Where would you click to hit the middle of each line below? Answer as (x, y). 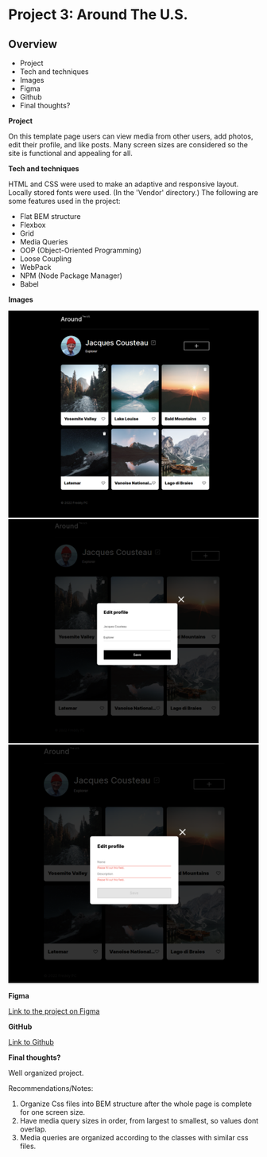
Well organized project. (46, 1073)
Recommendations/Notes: (51, 1088)
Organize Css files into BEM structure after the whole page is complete (136, 1104)
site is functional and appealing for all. (71, 153)
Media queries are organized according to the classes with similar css (134, 1137)
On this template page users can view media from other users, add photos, (131, 136)
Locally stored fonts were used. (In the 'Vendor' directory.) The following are (133, 192)
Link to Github (31, 1042)
